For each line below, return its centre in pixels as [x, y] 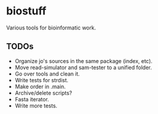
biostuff [26, 11]
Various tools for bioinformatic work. [51, 28]
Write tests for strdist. [42, 80]
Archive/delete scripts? [43, 93]
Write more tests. [36, 106]
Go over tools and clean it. [47, 74]
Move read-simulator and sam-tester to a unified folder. [83, 67]
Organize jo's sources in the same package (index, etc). [83, 61]
